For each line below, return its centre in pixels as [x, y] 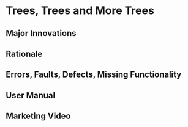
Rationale [24, 53]
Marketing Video [38, 116]
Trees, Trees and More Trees [80, 11]
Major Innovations [41, 33]
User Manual [31, 95]
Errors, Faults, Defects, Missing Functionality [94, 75]
